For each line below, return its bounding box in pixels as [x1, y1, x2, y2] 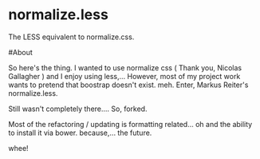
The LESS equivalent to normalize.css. [8, 32, 135, 42]
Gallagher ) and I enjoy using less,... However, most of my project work [8, 71, 241, 81]
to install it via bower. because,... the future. [8, 128, 152, 137]
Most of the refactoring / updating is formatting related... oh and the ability [8, 119, 253, 129]
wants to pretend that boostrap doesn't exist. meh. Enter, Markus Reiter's [8, 80, 249, 89]
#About [8, 47, 33, 57]
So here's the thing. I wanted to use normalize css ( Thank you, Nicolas [8, 62, 242, 73]
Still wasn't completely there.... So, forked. [8, 104, 148, 113]
